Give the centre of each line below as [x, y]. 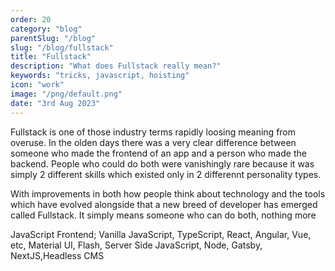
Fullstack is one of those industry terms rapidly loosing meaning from [153, 132]
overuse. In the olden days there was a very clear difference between [153, 142]
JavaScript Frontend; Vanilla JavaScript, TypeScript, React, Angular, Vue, [161, 234]
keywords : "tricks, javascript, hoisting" [100, 76]
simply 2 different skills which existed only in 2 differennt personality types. [166, 174]
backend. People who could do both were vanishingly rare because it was [162, 163]
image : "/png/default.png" [66, 94]
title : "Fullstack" [51, 57]
